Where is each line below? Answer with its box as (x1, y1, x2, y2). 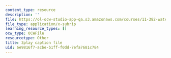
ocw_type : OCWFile (5, 31, 44, 36)
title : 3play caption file (5, 40, 63, 45)
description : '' (5, 12, 40, 17)
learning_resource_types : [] (5, 26, 67, 31)
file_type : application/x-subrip (5, 21, 76, 27)
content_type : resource (5, 7, 56, 13)
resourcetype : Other (5, 36, 49, 41)
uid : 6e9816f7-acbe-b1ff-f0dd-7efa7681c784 (5, 45, 99, 50)
